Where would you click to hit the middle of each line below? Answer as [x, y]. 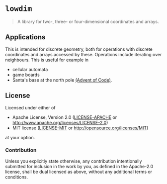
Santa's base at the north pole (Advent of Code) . [62, 80]
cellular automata [30, 69]
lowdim [19, 9]
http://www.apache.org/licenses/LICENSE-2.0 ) [60, 122]
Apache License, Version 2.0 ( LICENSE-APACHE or [65, 117]
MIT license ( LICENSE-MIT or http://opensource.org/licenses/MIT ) [80, 128]
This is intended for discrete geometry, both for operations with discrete [79, 49]
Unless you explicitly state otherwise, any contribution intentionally [74, 161]
